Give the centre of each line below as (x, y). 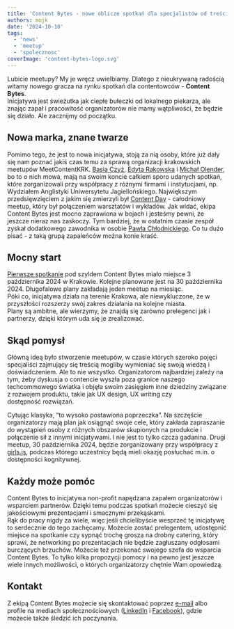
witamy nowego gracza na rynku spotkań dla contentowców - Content (109, 86)
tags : (15, 33)
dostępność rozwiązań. (41, 401)
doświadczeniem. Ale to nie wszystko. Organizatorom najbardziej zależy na (115, 372)
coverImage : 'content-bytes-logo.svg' (63, 59)
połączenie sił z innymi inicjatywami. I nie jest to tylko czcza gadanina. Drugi (116, 437)
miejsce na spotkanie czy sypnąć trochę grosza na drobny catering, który (113, 535)
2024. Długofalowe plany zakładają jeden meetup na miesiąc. (95, 289)
